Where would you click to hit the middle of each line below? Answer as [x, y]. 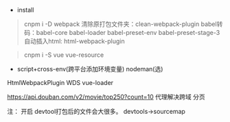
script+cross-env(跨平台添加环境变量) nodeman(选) [90, 69]
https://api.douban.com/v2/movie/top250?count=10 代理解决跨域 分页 [106, 97]
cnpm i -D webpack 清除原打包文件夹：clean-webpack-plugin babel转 [123, 24]
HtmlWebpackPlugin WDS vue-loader [60, 83]
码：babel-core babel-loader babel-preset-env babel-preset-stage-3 [122, 33]
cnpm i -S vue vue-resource [64, 55]
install [25, 10]
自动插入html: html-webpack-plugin [74, 41]
